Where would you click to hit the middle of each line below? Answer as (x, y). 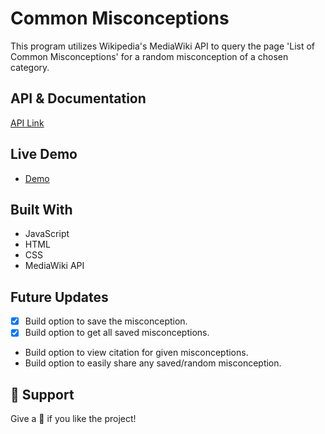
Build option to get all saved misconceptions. (117, 333)
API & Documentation (78, 98)
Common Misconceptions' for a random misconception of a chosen (149, 56)
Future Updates (59, 297)
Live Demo (44, 154)
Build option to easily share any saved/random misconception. (153, 363)
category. (30, 67)
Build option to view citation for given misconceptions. (136, 353)
